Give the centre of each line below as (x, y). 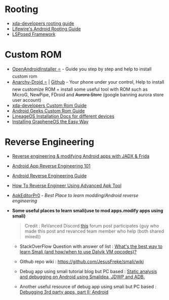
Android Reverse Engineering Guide (49, 175)
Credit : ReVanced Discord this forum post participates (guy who (92, 226)
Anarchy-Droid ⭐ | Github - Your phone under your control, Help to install (88, 82)
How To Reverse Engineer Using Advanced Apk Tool (67, 185)
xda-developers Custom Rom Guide (49, 105)
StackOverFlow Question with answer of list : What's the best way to (91, 246)
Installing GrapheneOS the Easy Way (50, 121)
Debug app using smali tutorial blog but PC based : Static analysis (88, 271)
